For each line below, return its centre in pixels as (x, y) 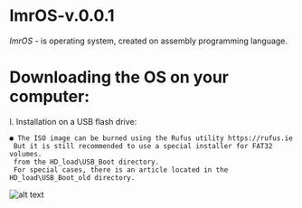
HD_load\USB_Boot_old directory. (72, 177)
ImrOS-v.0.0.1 (62, 16)
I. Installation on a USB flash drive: (73, 121)
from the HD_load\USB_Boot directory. (86, 162)
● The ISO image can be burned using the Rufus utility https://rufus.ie (151, 138)
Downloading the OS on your (119, 77)
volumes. (26, 154)
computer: (50, 97)
